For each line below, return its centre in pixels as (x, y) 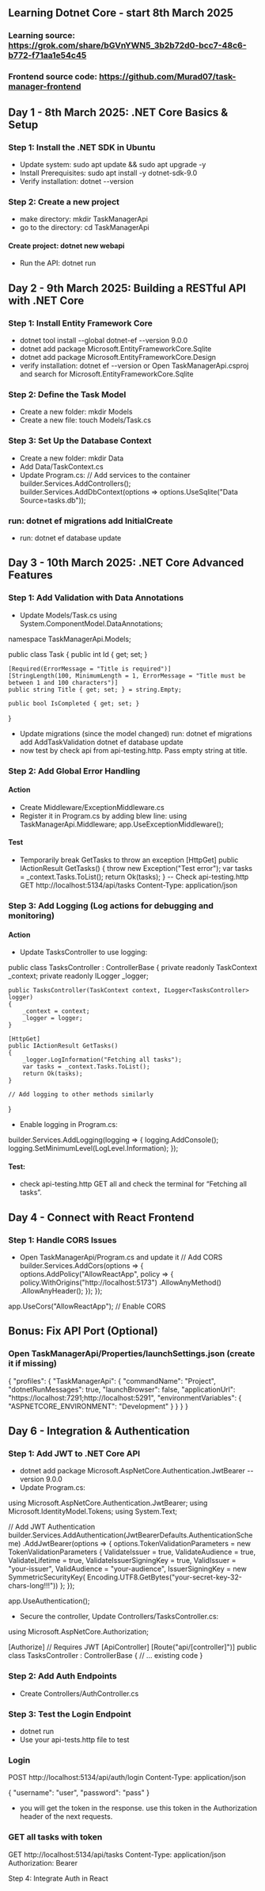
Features (30, 575)
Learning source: (42, 36)
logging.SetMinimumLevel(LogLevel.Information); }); (93, 1148)
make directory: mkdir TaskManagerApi (84, 219)
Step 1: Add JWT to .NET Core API (74, 1454)
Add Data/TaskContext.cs (62, 466)
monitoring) (32, 915)
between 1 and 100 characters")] (63, 682)
